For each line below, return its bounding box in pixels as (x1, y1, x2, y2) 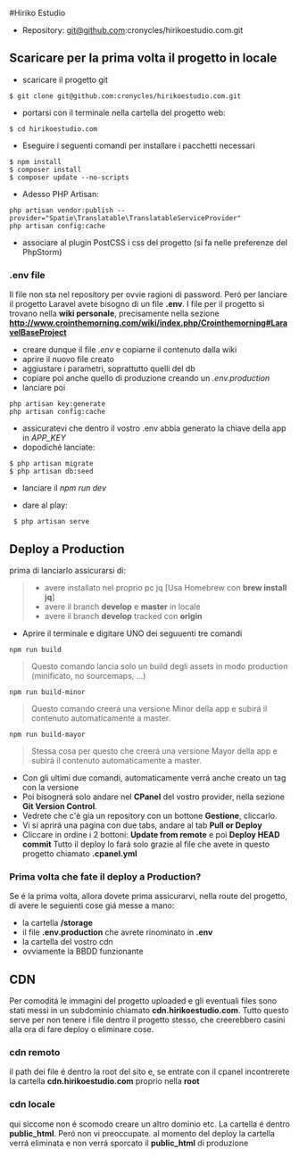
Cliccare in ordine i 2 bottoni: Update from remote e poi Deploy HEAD (21, 829, 280, 839)
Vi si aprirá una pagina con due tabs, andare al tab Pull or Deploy (21, 820, 262, 831)
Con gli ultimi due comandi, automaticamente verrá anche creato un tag (21, 772, 287, 783)
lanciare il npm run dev (21, 483, 107, 493)
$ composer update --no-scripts (9, 173, 129, 182)
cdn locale (9, 1098, 55, 1111)
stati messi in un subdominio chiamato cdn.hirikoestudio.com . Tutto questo (9, 1005, 289, 1016)
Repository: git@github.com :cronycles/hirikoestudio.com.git (21, 25, 244, 35)
